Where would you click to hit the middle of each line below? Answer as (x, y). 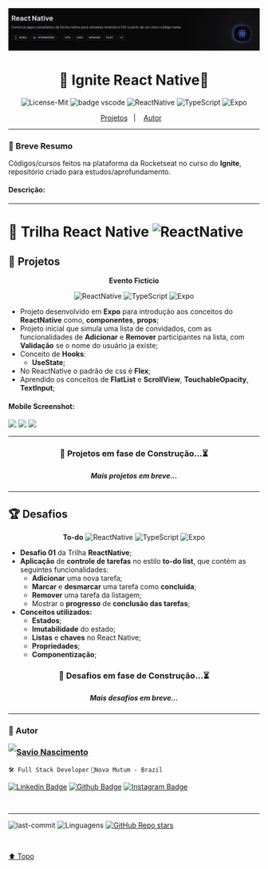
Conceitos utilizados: (56, 612)
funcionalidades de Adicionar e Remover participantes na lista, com (132, 337)
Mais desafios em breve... (134, 697)
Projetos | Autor (131, 117)
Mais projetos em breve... (134, 475)
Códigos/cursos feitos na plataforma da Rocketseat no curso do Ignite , (125, 163)
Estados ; (47, 621)
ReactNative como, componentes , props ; (89, 320)
